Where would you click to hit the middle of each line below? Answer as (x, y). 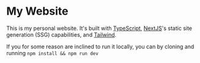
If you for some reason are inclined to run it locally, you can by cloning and (100, 46)
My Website (37, 11)
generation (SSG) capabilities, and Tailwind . (61, 34)
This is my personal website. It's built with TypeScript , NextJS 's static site (99, 28)
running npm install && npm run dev (53, 53)
